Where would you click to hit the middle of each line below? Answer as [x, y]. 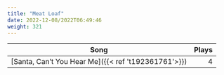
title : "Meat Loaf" [36, 14]
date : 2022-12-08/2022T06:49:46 [54, 20]
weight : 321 [25, 26]
